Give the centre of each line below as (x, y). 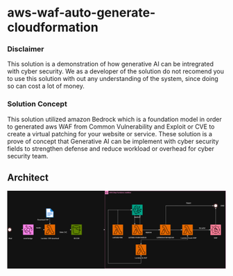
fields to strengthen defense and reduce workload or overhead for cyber (111, 148)
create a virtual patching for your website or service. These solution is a (110, 134)
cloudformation (53, 27)
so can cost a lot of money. (46, 86)
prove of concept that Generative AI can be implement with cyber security (113, 141)
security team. (28, 156)
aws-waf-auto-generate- (81, 13)
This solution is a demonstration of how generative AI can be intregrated (110, 64)
